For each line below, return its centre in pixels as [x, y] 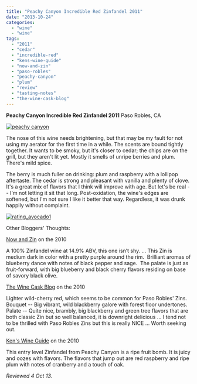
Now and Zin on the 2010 [36, 239]
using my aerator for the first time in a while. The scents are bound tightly [95, 144]
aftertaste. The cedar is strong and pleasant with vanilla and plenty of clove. [98, 180]
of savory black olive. [32, 275]
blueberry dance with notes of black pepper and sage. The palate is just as [97, 263]
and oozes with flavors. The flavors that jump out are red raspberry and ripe [98, 358]
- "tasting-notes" [34, 93]
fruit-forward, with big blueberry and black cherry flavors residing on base [96, 269]
